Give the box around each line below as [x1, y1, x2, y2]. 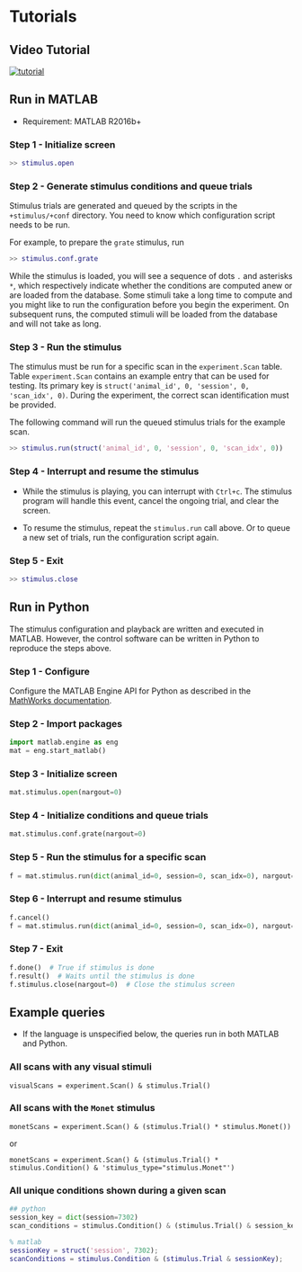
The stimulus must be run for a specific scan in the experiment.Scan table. [9, 362, 283, 372]
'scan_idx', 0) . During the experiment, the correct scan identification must [9, 390, 289, 401]
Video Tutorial [9, 42, 91, 58]
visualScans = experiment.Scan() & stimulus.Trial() [9, 1081, 211, 1090]
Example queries [9, 1005, 106, 1020]
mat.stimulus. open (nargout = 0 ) [9, 788, 123, 797]
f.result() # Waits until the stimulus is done [9, 972, 195, 981]
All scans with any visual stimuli [9, 1061, 153, 1073]
